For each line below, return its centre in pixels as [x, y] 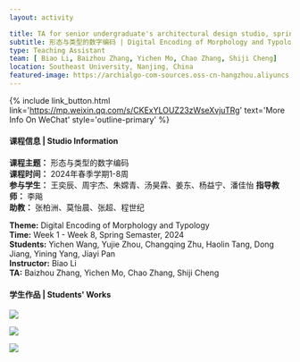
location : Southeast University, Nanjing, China [101, 67]
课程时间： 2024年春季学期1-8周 [69, 174]
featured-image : [39, 76]
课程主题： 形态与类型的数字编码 [69, 163]
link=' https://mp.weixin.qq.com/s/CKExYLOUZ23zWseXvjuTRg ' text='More [147, 110]
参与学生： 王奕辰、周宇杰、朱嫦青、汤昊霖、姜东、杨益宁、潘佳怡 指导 [141, 185]
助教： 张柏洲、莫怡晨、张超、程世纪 [77, 207]
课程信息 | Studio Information [64, 141]
